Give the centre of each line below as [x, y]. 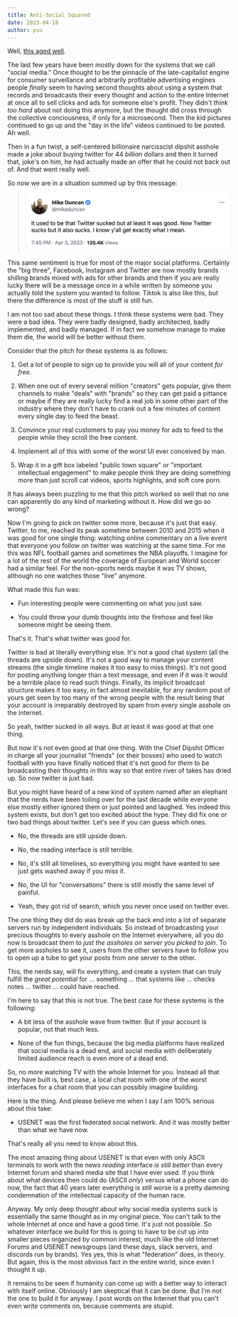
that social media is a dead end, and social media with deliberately [115, 1051]
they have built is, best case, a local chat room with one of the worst [107, 1080]
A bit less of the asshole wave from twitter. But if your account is [112, 1022]
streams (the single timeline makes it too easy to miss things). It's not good [117, 667]
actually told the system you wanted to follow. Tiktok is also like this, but [113, 293]
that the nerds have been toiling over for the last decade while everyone [113, 800]
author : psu [25, 30]
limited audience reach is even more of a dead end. [93, 1058]
